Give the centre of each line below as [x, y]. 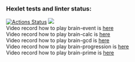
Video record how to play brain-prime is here [60, 53]
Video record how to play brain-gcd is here [58, 41]
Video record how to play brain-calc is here [58, 34]
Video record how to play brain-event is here [60, 28]
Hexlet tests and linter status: [49, 9]
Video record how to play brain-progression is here [67, 47]
